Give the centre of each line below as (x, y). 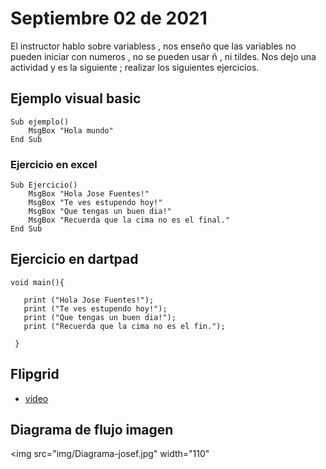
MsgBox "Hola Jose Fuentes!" (89, 194)
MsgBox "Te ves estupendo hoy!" (95, 203)
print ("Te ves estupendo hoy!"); (95, 308)
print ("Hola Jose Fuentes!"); (89, 300)
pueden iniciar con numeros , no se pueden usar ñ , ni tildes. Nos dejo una (163, 56)
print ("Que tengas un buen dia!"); (100, 317)
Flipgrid (35, 374)
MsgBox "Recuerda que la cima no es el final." (129, 220)
